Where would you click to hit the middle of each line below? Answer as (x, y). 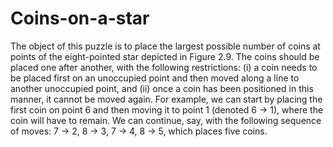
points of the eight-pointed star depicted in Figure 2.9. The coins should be (165, 56)
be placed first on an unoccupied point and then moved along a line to (155, 78)
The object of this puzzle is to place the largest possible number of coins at (165, 46)
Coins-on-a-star (80, 18)
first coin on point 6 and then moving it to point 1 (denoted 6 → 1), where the (167, 109)
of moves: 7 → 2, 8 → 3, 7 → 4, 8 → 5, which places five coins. (139, 131)
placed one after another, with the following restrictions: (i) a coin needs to (164, 67)
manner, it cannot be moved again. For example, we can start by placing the (166, 99)
